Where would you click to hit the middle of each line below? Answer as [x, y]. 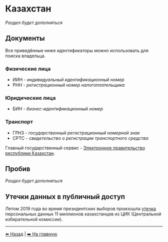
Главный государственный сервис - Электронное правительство [75, 148]
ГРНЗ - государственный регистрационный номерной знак [76, 133]
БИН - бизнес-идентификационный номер [58, 109]
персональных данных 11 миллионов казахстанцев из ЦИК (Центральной [83, 214]
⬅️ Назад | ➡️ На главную [31, 234]
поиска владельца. [25, 56]
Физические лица [28, 69]
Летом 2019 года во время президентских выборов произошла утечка [81, 209]
